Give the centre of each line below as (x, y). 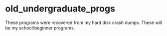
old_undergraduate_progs (60, 9)
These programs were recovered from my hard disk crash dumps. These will (84, 22)
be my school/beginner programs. (40, 27)
